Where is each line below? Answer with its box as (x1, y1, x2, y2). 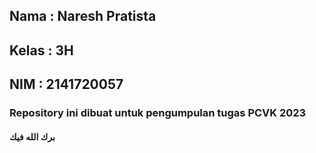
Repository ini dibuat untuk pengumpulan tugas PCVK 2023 (9, 106, 307, 120)
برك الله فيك (9, 130, 56, 143)
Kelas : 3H (9, 42, 74, 59)
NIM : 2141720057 (9, 76, 124, 93)
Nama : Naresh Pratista (9, 8, 157, 25)
